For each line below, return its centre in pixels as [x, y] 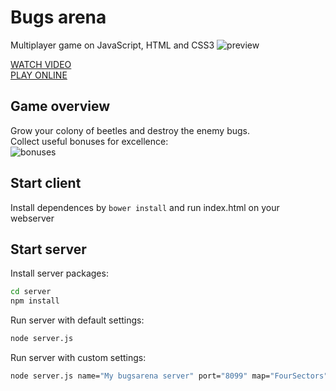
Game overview [60, 106]
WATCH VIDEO [41, 64]
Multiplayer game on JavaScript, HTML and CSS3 [112, 45]
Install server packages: [59, 273]
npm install [35, 301]
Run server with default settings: [77, 320]
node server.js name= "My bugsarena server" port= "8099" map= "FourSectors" [169, 376]
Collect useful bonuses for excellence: [89, 141]
